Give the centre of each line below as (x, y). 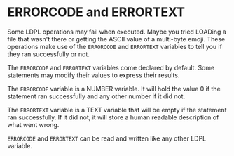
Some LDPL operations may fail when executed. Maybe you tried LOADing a (117, 32)
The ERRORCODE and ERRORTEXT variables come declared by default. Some (111, 67)
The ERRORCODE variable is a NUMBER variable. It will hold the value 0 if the (114, 89)
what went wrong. (33, 124)
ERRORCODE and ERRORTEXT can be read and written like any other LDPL (107, 138)
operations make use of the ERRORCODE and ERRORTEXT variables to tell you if (115, 46)
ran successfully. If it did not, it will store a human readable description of (113, 117)
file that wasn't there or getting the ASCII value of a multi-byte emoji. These (116, 39)
